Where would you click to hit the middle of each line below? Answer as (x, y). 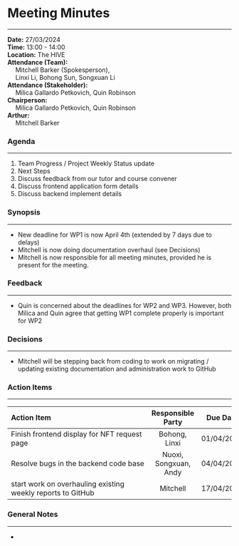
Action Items (30, 388)
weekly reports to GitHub (53, 493)
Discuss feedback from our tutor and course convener (97, 179)
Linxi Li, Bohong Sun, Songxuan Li (65, 77)
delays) (28, 242)
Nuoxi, (173, 455)
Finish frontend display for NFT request (76, 434)
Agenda (21, 141)
